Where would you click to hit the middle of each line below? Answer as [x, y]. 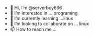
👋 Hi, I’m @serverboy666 [36, 8]
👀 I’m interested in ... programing [44, 13]
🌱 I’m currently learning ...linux [41, 18]
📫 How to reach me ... [33, 29]
